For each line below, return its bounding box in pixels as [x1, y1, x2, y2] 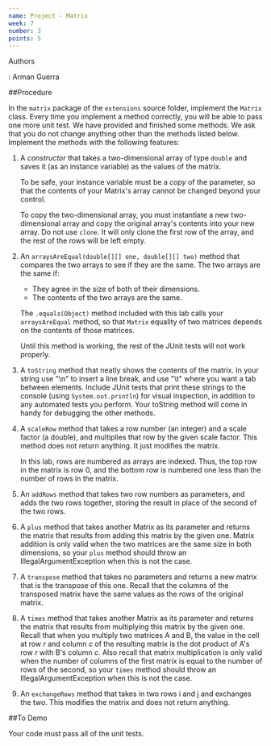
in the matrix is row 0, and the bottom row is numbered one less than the [19, 465, 261, 475]
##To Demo [8, 713, 48, 723]
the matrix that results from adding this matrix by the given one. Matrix [19, 531, 255, 540]
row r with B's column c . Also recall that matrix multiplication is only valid [19, 648, 263, 657]
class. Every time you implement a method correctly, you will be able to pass [8, 112, 263, 122]
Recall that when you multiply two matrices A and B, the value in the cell [19, 631, 260, 640]
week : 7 [8, 19, 35, 27]
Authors [8, 56, 35, 66]
